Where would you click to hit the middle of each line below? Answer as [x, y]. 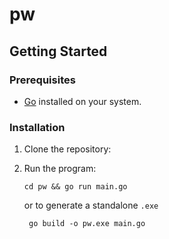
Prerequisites [42, 80]
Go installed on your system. [82, 101]
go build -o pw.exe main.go [87, 224]
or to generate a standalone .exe [91, 205]
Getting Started [58, 51]
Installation [37, 127]
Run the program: [60, 169]
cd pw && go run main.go [75, 187]
